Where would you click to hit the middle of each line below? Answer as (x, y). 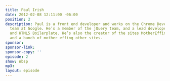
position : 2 (18, 19)
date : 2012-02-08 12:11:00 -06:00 (42, 15)
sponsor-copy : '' (24, 52)
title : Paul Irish (25, 10)
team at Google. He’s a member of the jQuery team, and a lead (78, 29)
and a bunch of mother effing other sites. (56, 38)
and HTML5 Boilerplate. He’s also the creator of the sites (74, 33)
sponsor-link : (20, 47)
